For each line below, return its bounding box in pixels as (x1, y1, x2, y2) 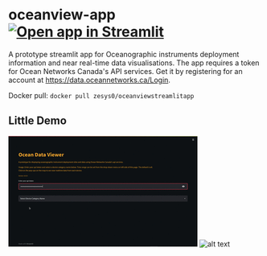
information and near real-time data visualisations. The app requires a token (8, 58, 260, 68)
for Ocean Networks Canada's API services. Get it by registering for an (8, 66, 243, 76)
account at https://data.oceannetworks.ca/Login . (8, 75, 171, 85)
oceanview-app (8, 6, 116, 24)
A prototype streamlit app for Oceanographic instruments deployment (8, 49, 240, 59)
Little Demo (8, 114, 67, 128)
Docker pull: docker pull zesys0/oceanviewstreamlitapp (8, 90, 195, 100)
